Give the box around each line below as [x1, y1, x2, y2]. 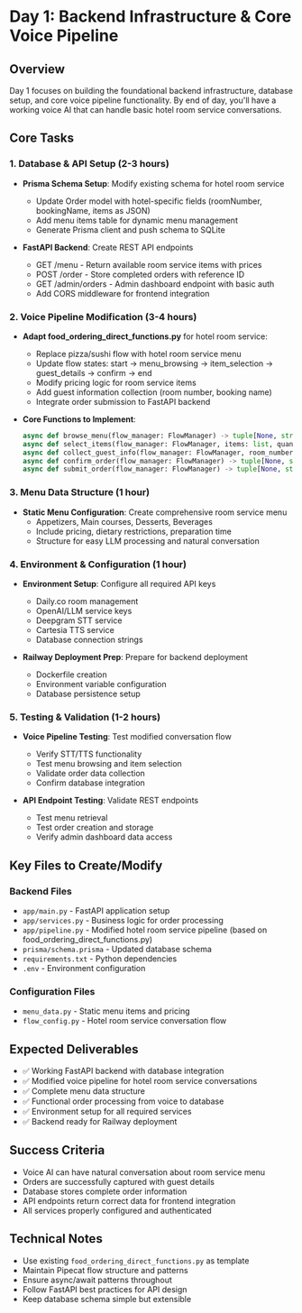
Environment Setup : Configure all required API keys [22, 578, 216, 589]
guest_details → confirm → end [35, 367, 152, 378]
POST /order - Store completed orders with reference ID [35, 269, 245, 280]
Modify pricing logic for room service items [35, 377, 197, 388]
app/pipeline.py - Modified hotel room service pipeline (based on [22, 924, 268, 935]
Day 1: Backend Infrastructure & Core [9, 6, 292, 27]
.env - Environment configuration [22, 962, 146, 973]
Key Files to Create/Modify [9, 858, 163, 873]
